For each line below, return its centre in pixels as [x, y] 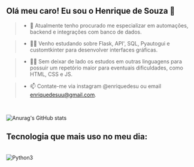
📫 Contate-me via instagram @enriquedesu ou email [96, 86]
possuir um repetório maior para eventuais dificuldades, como [107, 68]
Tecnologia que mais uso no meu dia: [77, 137]
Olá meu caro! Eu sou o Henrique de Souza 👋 [91, 11]
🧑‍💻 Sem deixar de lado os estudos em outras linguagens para [106, 61]
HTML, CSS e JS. [51, 74]
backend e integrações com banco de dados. [86, 32]
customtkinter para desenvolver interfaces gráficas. [94, 50]
